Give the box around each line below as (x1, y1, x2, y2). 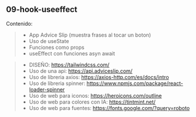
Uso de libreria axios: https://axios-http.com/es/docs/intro (29, 73, 169, 80)
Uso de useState (29, 37, 69, 44)
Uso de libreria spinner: (29, 80, 86, 87)
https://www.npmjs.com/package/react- (86, 80, 184, 87)
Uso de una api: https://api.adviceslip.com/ (29, 67, 133, 75)
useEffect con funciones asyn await (29, 49, 116, 57)
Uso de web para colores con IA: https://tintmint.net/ (29, 98, 156, 105)
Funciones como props (29, 44, 85, 51)
